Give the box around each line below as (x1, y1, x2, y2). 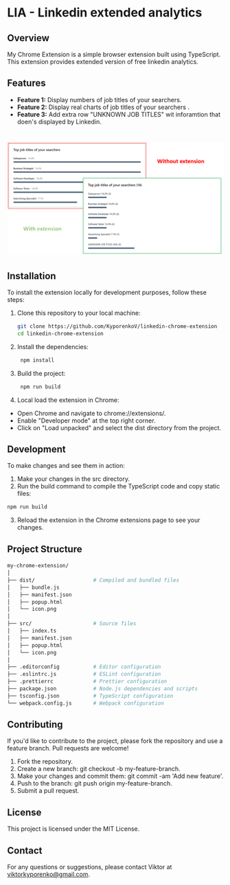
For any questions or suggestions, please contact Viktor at (7, 863, 172, 871)
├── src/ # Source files (7, 620, 137, 627)
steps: (7, 296, 25, 304)
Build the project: (16, 369, 66, 377)
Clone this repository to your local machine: (16, 309, 141, 317)
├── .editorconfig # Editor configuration (7, 663, 161, 670)
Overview (7, 32, 50, 44)
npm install (20, 357, 55, 364)
